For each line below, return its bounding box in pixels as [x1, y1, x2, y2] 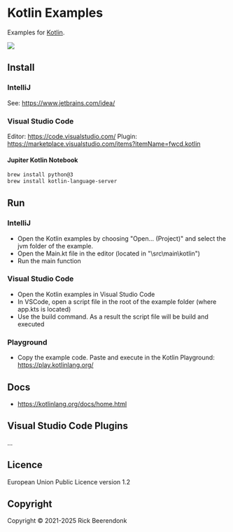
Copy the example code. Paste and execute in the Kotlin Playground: [17, 353, 215, 362]
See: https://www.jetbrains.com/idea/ [7, 98, 115, 107]
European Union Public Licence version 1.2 [7, 477, 131, 486]
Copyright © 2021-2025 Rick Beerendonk [7, 517, 127, 525]
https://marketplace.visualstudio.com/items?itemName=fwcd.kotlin [7, 139, 201, 148]
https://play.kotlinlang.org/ [17, 361, 94, 369]
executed [17, 319, 45, 328]
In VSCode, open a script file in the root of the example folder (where [17, 297, 217, 306]
